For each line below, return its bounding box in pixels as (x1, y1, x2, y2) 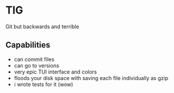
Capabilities (5, 40, 51, 50)
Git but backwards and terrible (5, 23, 79, 30)
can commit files (14, 55, 55, 62)
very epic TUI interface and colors (14, 68, 98, 75)
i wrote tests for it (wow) (14, 81, 73, 88)
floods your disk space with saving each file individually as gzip (14, 74, 169, 81)
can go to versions (14, 62, 59, 69)
